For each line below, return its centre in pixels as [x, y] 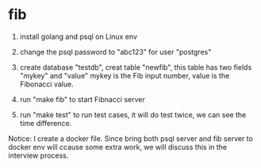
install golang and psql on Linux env [78, 36]
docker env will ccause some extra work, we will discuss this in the [118, 147]
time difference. [46, 123]
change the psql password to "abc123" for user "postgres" [115, 52]
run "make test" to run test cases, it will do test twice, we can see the [133, 115]
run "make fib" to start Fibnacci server [82, 99]
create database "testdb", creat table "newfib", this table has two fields [136, 67]
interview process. [38, 155]
